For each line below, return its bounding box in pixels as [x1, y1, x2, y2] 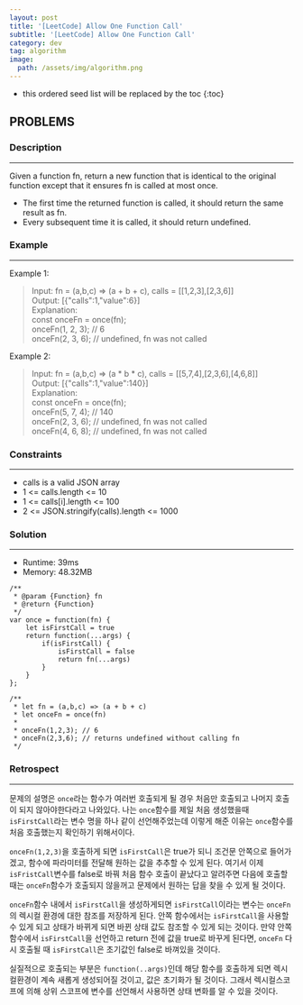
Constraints [9, 448, 63, 461]
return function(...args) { [25, 632, 131, 641]
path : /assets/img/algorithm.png [17, 64, 143, 73]
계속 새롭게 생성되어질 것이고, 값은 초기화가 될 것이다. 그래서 [40, 974, 252, 985]
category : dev [9, 38, 63, 48]
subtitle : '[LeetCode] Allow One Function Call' [9, 30, 196, 39]
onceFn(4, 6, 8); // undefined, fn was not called [31, 425, 207, 436]
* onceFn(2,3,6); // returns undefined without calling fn [13, 734, 241, 744]
